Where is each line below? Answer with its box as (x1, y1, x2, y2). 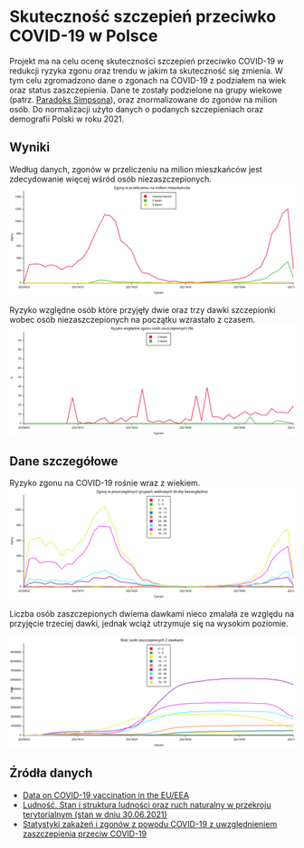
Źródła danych (9, 765, 93, 781)
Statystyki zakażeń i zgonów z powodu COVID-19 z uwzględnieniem (22, 818, 278, 829)
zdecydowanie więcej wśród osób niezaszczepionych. (9, 173, 213, 184)
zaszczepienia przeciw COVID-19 (22, 828, 147, 839)
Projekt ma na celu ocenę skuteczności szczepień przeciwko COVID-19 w (9, 55, 284, 66)
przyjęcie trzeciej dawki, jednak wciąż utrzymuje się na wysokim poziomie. (9, 619, 290, 629)
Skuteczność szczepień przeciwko (9, 6, 277, 27)
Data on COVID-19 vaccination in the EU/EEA (22, 789, 190, 800)
